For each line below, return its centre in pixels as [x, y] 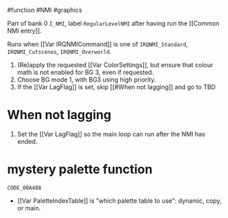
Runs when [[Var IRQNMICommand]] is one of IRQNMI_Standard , [98, 44]
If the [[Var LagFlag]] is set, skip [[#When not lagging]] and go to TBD [116, 87]
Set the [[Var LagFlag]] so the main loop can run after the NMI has [111, 134]
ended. [27, 141]
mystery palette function [80, 170]
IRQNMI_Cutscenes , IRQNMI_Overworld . [59, 52]
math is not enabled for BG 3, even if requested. [85, 72]
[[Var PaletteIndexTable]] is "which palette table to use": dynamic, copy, [120, 201]
